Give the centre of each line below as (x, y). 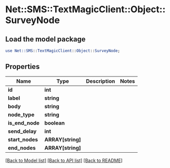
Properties (23, 67)
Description (100, 81)
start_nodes (23, 139)
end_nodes (22, 148)
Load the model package (46, 39)
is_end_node (24, 123)
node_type (21, 114)
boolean (55, 123)
